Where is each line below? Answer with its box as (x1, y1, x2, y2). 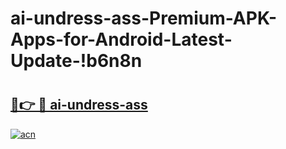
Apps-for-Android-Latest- (10, 28, 233, 51)
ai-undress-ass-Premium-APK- (10, 7, 277, 30)
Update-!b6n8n (10, 50, 143, 72)
